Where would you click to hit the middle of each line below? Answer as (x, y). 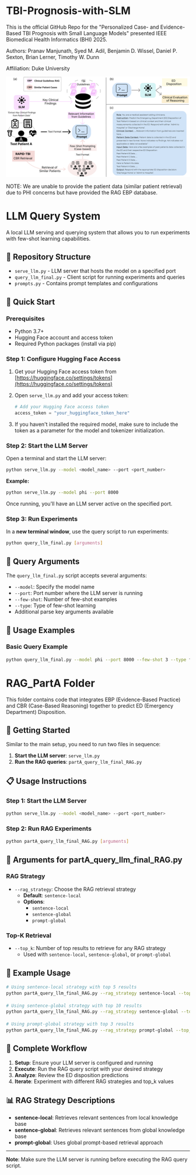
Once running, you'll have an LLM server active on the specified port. (89, 504)
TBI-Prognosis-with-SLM (69, 11)
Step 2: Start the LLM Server (47, 445)
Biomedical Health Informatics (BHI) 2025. (57, 39)
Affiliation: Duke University (38, 68)
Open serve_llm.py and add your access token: (71, 395)
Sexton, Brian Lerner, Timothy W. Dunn (53, 57)
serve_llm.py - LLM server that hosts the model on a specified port (95, 271)
